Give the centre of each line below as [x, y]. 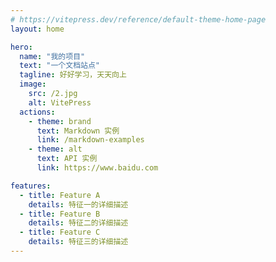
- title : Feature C [60, 232]
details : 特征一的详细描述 [78, 204]
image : [33, 84]
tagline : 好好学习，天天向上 [73, 75]
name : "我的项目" [52, 56]
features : [31, 186]
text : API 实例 [67, 159]
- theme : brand [60, 121]
